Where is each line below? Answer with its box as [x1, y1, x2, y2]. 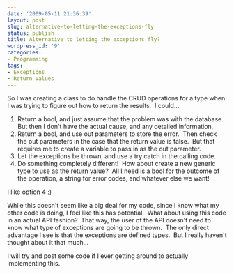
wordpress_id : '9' [7, 43, 61, 50]
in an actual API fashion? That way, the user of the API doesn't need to [7, 216, 211, 224]
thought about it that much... [7, 238, 89, 247]
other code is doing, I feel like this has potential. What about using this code [7, 208, 226, 217]
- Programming [7, 56, 49, 63]
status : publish [7, 29, 54, 37]
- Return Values [7, 75, 54, 82]
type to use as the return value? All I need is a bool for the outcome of [17, 167, 220, 175]
